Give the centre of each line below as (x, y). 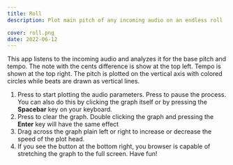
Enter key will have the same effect (68, 124)
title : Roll (24, 14)
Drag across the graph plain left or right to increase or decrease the (114, 132)
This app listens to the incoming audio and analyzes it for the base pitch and (117, 59)
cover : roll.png (31, 33)
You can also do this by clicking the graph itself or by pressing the (112, 102)
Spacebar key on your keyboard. (65, 109)
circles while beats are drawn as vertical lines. (74, 81)
